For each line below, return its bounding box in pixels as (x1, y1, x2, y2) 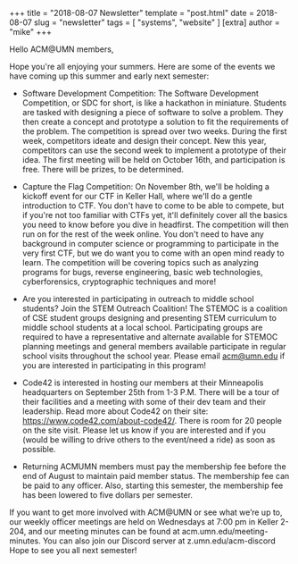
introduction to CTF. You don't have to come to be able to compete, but (21, 200, 285, 211)
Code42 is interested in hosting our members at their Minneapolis (21, 377, 264, 388)
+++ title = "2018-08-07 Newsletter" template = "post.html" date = (9, 8, 254, 18)
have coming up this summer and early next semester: (9, 71, 210, 81)
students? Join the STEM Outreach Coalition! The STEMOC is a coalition (21, 303, 288, 314)
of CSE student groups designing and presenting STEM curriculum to (21, 313, 277, 323)
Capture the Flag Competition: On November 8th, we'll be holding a (21, 181, 270, 191)
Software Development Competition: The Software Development (21, 88, 259, 98)
